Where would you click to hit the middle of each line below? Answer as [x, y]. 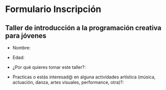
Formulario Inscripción [53, 9]
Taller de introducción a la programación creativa [83, 28]
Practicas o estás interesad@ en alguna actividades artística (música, [84, 77]
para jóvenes [26, 35]
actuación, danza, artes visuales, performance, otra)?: [68, 82]
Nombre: [21, 48]
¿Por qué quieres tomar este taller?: [49, 67]
